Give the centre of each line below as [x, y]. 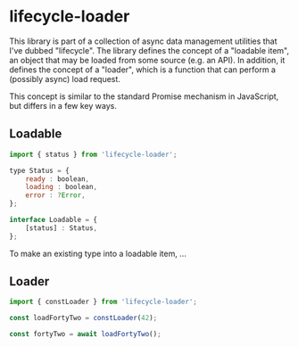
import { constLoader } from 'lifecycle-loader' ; [103, 302]
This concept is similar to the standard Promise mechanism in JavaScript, [144, 96]
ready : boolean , [58, 179]
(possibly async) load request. [65, 78]
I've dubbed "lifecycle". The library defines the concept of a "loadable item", [149, 50]
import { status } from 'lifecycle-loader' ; [93, 154]
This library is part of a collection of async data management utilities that [144, 41]
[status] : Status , [62, 228]
